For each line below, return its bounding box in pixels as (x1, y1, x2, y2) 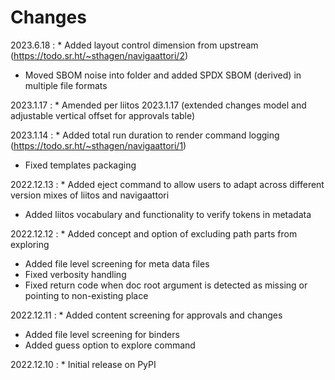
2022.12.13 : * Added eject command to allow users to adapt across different (10, 178, 325, 190)
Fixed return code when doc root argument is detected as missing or (24, 279, 308, 291)
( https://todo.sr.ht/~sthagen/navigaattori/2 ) (10, 49, 189, 61)
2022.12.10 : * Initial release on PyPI (10, 358, 157, 370)
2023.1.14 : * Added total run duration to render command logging (10, 129, 280, 141)
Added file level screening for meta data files (24, 257, 210, 270)
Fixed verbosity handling (24, 268, 127, 280)
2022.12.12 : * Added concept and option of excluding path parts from (10, 227, 298, 240)
